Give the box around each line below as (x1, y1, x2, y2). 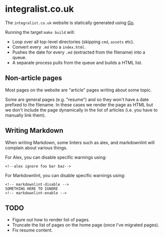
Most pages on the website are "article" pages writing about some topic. (5, 87, 152, 93)
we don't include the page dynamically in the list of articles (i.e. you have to (5, 107, 158, 113)
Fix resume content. (12, 227, 53, 233)
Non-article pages (5, 74, 62, 82)
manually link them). (5, 112, 46, 118)
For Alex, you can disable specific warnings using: (5, 154, 107, 160)
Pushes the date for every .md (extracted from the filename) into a (12, 49, 146, 55)
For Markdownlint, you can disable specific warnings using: (5, 172, 126, 178)
